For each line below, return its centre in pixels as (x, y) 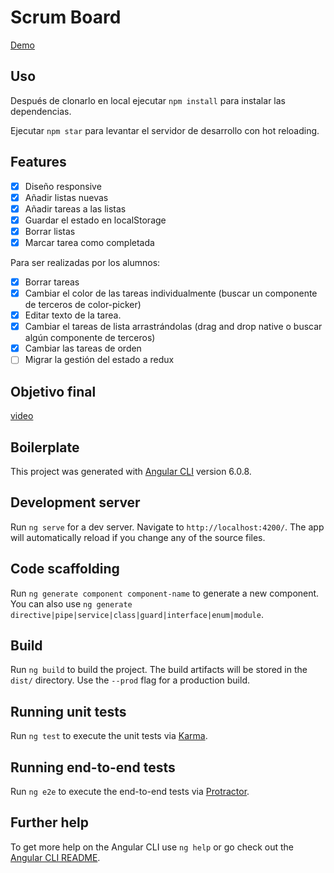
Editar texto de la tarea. (73, 315)
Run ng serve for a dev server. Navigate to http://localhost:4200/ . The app (167, 527)
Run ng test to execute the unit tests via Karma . (109, 736)
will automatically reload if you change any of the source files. (138, 537)
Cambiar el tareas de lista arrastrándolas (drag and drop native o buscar (173, 327)
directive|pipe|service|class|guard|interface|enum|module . (137, 614)
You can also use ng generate (71, 603)
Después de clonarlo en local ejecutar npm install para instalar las (148, 100)
